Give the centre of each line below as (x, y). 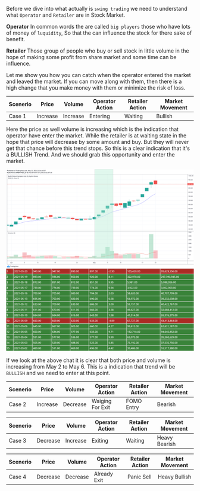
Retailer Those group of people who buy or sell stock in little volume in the (98, 51)
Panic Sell (140, 477)
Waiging (101, 401)
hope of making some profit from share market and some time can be (91, 57)
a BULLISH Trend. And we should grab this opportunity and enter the (90, 155)
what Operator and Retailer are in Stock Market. (66, 15)
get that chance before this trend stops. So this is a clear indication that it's (98, 148)
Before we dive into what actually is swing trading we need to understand (97, 9)
